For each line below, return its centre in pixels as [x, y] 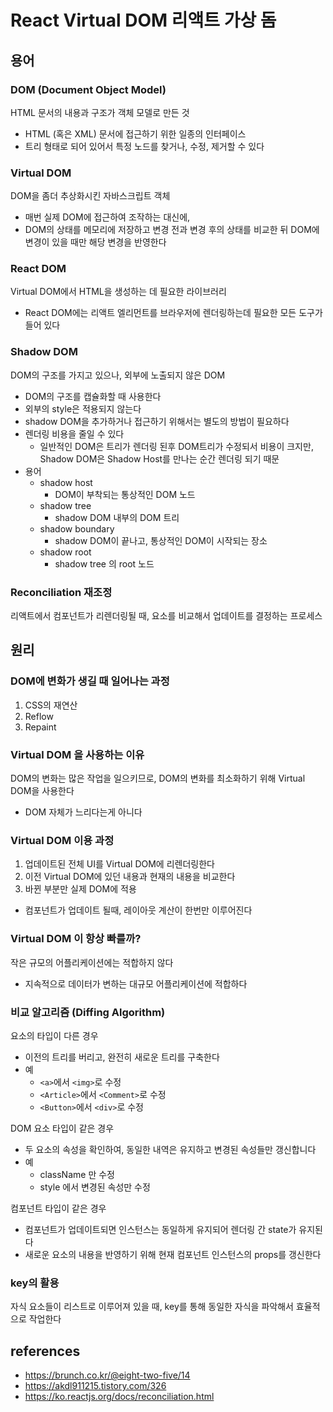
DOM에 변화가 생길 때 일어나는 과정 [90, 681]
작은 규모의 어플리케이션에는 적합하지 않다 [92, 962]
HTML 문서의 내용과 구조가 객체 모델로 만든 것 [100, 112]
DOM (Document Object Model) [88, 89]
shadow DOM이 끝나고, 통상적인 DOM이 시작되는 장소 [161, 540]
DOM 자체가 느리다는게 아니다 [83, 812]
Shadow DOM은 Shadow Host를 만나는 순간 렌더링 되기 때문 [159, 458]
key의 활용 [35, 1283]
